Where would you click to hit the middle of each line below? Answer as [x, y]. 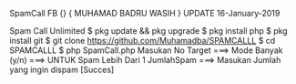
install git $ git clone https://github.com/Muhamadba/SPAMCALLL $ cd [143, 41]
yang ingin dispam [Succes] [62, 69]
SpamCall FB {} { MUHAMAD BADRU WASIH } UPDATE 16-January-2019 [145, 13]
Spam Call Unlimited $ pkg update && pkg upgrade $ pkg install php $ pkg [149, 31]
